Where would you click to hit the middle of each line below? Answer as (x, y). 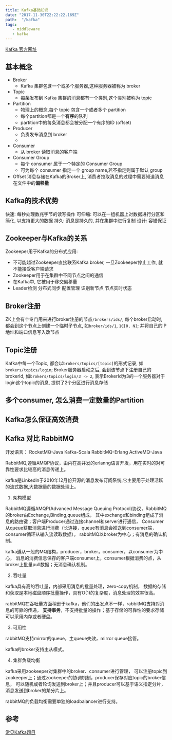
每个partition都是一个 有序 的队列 (54, 116)
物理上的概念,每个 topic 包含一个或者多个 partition (73, 110)
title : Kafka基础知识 (27, 10)
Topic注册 (21, 350)
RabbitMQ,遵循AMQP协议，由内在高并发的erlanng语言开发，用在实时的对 (83, 463)
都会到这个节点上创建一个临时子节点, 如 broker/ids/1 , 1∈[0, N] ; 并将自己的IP (86, 326)
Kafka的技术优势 (32, 201)
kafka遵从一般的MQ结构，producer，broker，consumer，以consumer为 (82, 551)
